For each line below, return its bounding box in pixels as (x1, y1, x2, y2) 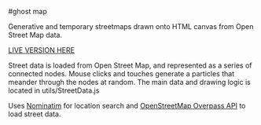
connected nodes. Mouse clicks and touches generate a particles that (8, 69, 234, 78)
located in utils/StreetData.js (8, 86, 100, 95)
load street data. (8, 109, 61, 119)
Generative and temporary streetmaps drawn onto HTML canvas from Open (8, 22, 254, 31)
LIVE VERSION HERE (8, 46, 75, 54)
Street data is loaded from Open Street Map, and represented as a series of (8, 61, 252, 70)
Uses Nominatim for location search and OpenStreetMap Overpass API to (8, 101, 246, 110)
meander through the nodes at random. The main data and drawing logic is (8, 78, 252, 86)
